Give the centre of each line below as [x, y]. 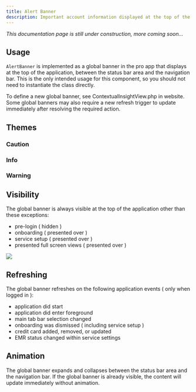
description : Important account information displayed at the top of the [98, 17]
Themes [21, 127]
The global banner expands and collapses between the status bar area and [97, 370]
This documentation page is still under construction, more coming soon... [95, 33]
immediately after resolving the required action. [63, 109]
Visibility [23, 195]
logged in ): [20, 295]
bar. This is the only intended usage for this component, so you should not [96, 79]
